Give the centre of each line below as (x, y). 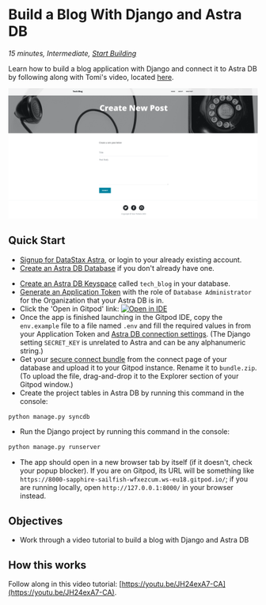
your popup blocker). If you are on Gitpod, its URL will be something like (137, 471)
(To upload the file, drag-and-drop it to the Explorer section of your (129, 376)
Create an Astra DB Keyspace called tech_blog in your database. (125, 283)
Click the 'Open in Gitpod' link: (69, 308)
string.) (31, 351)
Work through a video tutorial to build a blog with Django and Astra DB (134, 540)
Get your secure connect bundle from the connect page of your (123, 359)
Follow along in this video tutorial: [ (65, 584)
